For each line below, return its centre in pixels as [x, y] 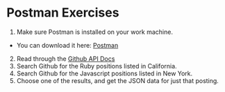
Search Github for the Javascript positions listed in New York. [105, 73]
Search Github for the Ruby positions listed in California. [97, 66]
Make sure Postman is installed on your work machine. [94, 32]
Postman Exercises [63, 13]
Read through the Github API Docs [66, 58]
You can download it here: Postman [67, 45]
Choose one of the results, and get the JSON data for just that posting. [118, 80]
